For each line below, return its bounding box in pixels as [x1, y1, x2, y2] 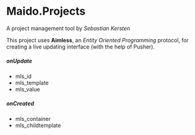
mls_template [15, 79, 49, 87]
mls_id [15, 72, 32, 80]
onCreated [6, 99, 35, 107]
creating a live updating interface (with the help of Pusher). [6, 43, 155, 50]
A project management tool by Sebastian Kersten [6, 25, 130, 32]
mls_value [15, 85, 40, 93]
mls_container [15, 115, 51, 122]
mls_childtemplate [15, 121, 61, 129]
